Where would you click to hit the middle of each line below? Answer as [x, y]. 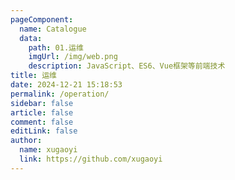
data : [31, 38]
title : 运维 [33, 76]
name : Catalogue [53, 29]
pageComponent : [42, 19]
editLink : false [44, 131]
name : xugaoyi [48, 150]
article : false [42, 112]
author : [26, 141]
